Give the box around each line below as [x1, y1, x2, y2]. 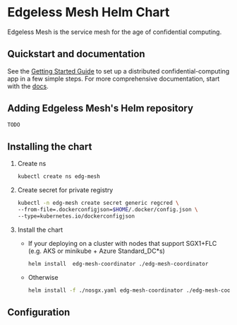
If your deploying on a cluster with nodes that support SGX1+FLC [28, 239, 217, 247]
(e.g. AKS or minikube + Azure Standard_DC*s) [28, 247, 166, 255]
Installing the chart [7, 141, 92, 153]
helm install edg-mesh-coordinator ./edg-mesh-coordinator [28, 260, 209, 267]
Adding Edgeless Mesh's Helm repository [7, 102, 194, 114]
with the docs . [7, 82, 49, 90]
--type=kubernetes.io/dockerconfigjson [17, 213, 135, 220]
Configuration [7, 306, 71, 318]
